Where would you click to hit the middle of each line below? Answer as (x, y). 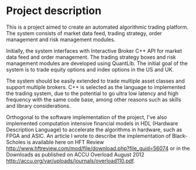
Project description (54, 11)
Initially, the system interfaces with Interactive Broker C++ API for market (94, 50)
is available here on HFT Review (65, 142)
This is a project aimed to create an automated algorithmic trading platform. (97, 27)
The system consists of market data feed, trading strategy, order (84, 33)
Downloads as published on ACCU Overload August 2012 (75, 154)
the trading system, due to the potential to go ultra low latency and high (92, 93)
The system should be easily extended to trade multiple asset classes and (95, 81)
